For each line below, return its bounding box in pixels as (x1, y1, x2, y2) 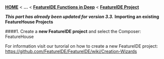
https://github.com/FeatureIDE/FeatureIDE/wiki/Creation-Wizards (5, 49, 137, 54)
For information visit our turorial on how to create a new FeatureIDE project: (5, 43, 158, 49)
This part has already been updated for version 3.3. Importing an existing (5, 14, 159, 19)
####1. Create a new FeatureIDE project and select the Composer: (5, 29, 141, 34)
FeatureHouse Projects (5, 19, 53, 25)
